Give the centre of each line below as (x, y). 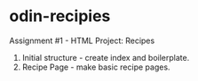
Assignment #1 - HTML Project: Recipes (82, 40)
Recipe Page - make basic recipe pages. (96, 67)
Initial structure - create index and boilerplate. (106, 57)
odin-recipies (60, 16)
